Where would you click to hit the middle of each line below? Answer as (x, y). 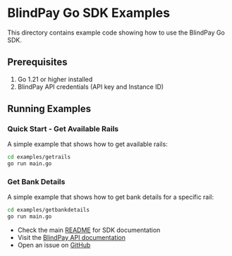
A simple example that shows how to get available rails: (87, 144)
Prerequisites (37, 62)
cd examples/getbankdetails (49, 210)
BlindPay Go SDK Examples (89, 13)
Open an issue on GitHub (54, 245)
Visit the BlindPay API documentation (71, 238)
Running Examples (49, 109)
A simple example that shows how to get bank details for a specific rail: (111, 197)
